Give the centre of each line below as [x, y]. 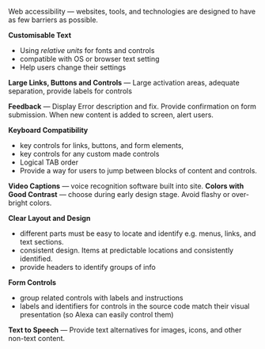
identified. [36, 259]
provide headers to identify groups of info [87, 267]
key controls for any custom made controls [89, 154]
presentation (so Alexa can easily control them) [97, 315]
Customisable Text [40, 35]
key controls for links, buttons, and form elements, [102, 145]
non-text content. [37, 338]
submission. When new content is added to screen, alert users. [111, 115]
